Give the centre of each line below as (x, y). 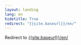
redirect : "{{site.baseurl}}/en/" (41, 23)
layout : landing (21, 10)
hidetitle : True (21, 19)
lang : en (14, 14)
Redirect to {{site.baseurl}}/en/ (36, 38)
